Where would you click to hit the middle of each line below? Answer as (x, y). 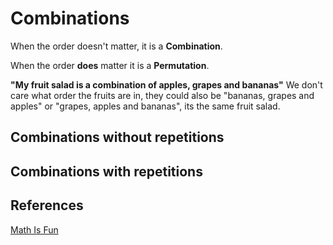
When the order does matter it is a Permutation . (110, 65)
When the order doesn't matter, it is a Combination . (116, 46)
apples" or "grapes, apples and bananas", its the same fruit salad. (145, 106)
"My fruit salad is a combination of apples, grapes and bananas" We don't (166, 84)
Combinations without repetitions (117, 137)
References (47, 205)
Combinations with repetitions (106, 171)
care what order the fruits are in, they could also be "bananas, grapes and (162, 95)
